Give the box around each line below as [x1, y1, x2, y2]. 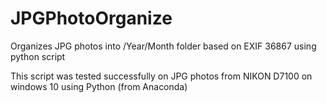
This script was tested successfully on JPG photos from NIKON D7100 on [10, 70, 313, 82]
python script [10, 50, 66, 62]
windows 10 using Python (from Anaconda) [10, 80, 188, 92]
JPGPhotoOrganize [10, 7, 173, 30]
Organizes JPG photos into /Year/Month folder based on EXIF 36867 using [10, 40, 317, 52]
